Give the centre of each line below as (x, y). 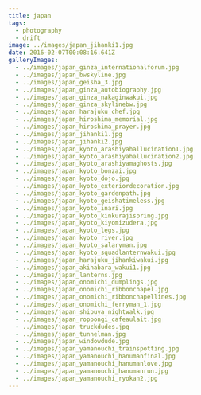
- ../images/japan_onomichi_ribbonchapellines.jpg (101, 297)
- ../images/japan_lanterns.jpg (69, 275)
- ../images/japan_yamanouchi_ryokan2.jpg (87, 378)
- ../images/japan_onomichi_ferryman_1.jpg (88, 304)
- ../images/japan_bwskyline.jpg (71, 75)
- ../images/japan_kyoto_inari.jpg (74, 208)
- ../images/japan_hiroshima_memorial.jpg (87, 119)
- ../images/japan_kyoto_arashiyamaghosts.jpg (94, 164)
